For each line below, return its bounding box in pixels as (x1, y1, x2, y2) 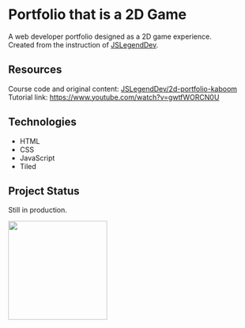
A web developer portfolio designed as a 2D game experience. (8, 32, 212, 41)
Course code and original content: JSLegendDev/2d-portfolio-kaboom (8, 84, 238, 93)
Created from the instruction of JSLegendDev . (8, 40, 159, 49)
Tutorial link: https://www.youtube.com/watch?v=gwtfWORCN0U (8, 92, 220, 102)
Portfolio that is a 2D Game (8, 6, 187, 24)
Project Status (8, 184, 81, 198)
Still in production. (8, 205, 67, 215)
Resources (8, 63, 62, 77)
